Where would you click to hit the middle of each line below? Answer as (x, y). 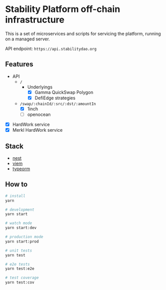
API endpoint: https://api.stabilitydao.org (51, 48)
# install (15, 196)
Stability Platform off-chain (63, 9)
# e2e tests (17, 264)
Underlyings (40, 87)
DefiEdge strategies (55, 98)
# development (20, 210)
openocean (39, 114)
